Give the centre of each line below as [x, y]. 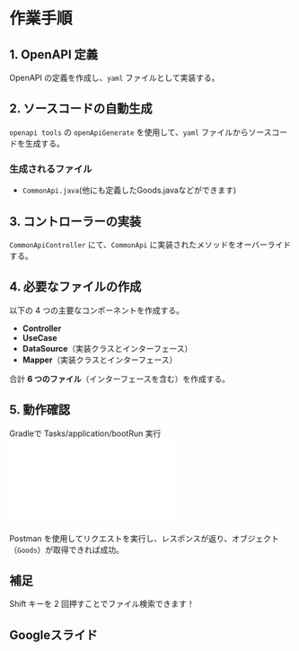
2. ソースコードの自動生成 [81, 109]
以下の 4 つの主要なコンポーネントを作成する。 [97, 310]
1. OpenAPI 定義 [54, 54]
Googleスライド [53, 635]
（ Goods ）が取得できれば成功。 [66, 549]
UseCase [40, 337]
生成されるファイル [51, 169]
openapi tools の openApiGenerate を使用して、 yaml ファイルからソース [141, 132]
